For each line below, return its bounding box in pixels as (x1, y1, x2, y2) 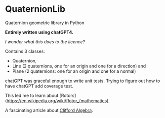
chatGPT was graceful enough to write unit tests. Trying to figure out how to (5, 78, 161, 84)
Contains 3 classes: (5, 48, 45, 54)
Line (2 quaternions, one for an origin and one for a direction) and (12, 63, 146, 69)
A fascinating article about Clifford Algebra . (5, 107, 93, 113)
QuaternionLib (5, 3, 66, 15)
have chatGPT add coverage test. (5, 83, 73, 89)
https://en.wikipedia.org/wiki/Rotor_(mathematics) (6, 97, 109, 104)
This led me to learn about (5, 92, 59, 98)
